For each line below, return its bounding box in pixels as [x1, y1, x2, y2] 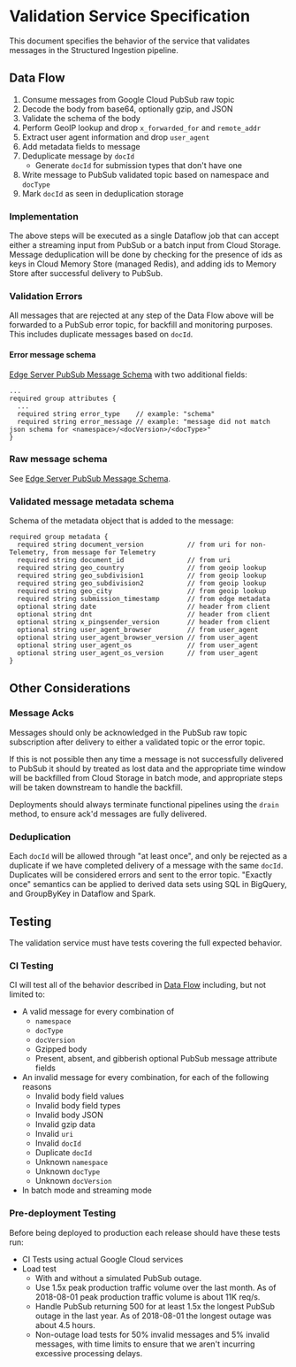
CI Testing [9, 959, 55, 971]
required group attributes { [9, 394, 117, 403]
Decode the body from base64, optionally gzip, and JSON [21, 104, 233, 114]
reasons [21, 1082, 52, 1093]
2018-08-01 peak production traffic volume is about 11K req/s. [34, 1291, 261, 1302]
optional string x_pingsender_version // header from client [17, 618, 271, 627]
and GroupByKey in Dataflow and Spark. [9, 888, 156, 900]
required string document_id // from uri [17, 556, 231, 565]
